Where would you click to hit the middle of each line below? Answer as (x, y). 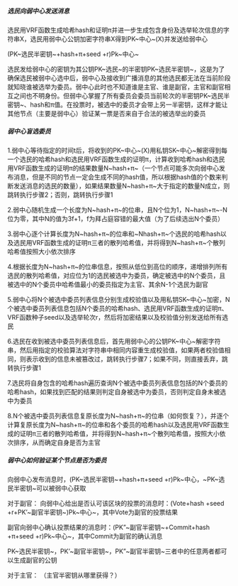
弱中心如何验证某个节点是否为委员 (57, 460)
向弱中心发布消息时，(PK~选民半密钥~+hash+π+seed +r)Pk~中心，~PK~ (113, 479)
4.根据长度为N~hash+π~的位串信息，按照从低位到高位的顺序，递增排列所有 (118, 266)
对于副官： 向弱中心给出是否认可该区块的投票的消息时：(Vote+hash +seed (116, 503)
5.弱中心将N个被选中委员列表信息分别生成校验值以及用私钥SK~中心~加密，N (119, 299)
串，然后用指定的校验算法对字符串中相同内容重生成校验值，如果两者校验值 (116, 350)
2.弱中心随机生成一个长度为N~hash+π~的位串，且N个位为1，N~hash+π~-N (118, 210)
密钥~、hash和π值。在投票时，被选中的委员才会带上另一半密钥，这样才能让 (118, 104)
